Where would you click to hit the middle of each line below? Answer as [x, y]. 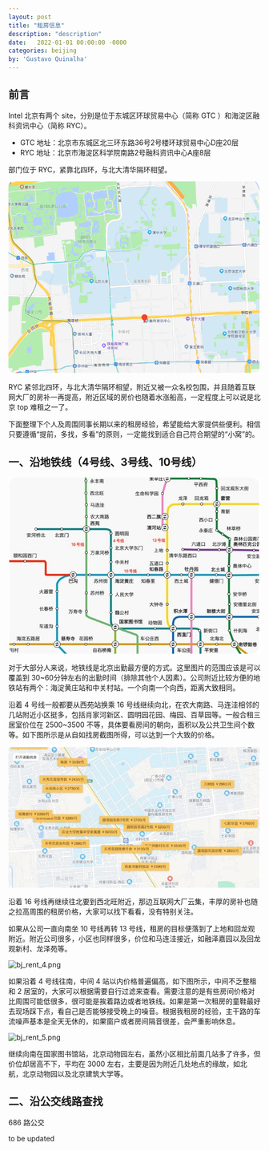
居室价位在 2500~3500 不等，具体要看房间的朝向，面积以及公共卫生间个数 [132, 725]
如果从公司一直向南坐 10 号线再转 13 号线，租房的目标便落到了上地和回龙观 [132, 929]
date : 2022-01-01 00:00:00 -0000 [68, 42]
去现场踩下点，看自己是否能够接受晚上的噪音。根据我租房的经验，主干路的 [131, 1012]
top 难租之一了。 [45, 407]
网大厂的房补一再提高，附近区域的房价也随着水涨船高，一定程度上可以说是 [131, 398]
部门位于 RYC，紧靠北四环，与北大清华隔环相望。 [90, 169]
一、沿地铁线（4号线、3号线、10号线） [105, 462]
